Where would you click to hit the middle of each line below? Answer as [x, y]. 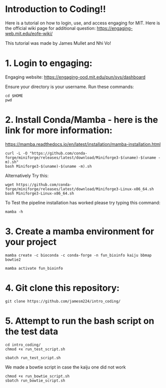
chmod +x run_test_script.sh [35, 349]
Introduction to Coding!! [56, 9]
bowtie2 [13, 260]
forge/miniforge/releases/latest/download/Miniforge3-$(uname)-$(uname [81, 158]
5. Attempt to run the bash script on [80, 321]
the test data [32, 331]
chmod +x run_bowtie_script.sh [37, 376]
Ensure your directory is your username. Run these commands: [70, 87]
